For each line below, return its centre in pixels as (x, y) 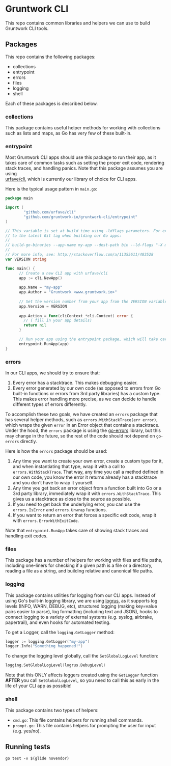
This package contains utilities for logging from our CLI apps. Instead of (81, 595)
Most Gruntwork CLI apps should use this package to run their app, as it (81, 157)
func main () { (20, 268)
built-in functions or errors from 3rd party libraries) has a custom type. (87, 394)
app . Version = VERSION (43, 306)
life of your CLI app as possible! (38, 686)
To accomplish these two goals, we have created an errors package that (81, 414)
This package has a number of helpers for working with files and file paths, (84, 560)
